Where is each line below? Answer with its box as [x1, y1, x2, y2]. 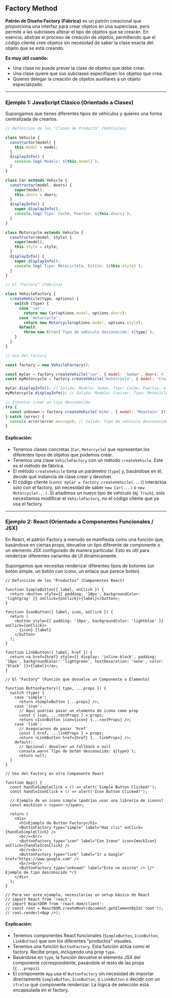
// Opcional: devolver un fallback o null [18, 744, 111, 749]
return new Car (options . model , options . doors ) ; [24, 310, 127, 316]
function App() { [5, 780, 42, 785]
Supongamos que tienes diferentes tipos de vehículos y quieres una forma [5, 110, 162, 117]
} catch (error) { [5, 414, 45, 419]
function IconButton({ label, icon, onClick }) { [5, 609, 114, 615]
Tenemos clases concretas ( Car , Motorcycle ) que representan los [12, 446, 150, 452]
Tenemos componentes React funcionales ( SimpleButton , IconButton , [12, 932, 159, 938]
